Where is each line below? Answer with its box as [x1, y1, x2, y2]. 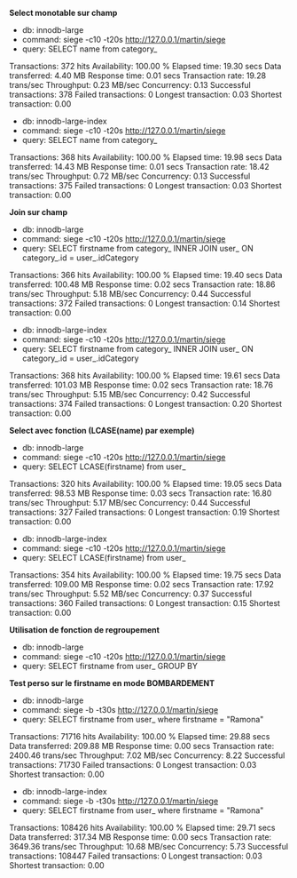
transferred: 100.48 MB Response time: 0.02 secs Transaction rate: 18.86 [9, 279, 277, 290]
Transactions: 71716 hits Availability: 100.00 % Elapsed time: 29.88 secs [9, 731, 270, 741]
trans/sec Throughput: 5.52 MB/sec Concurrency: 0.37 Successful [9, 588, 253, 599]
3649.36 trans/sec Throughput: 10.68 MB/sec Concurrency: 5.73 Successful [9, 842, 289, 851]
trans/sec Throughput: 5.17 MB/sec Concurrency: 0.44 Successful [9, 498, 251, 507]
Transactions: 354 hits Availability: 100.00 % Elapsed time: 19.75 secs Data [9, 570, 282, 580]
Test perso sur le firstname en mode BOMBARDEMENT [9, 678, 215, 688]
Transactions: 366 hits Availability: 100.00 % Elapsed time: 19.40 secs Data [9, 270, 283, 280]
